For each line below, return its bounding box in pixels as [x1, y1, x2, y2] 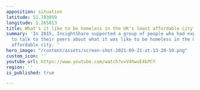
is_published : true [6, 70, 55, 76]
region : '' [6, 64, 33, 70]
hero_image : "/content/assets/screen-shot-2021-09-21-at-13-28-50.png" [6, 48, 187, 54]
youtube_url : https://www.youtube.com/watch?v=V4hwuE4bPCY [6, 58, 156, 64]
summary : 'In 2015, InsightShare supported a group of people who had [6, 31, 185, 37]
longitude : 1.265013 [6, 20, 58, 26]
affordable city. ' [11, 42, 60, 48]
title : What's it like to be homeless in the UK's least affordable [6, 25, 180, 32]
